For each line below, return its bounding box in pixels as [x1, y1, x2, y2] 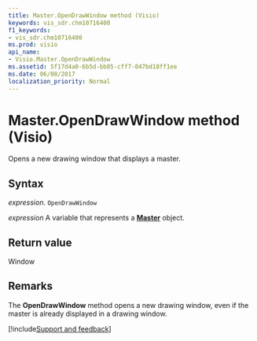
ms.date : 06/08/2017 [8, 70, 76, 78]
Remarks [8, 280, 53, 293]
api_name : [8, 48, 41, 56]
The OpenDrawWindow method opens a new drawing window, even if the [8, 300, 249, 309]
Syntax [8, 176, 44, 190]
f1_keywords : [8, 26, 51, 34]
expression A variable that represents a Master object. [8, 213, 185, 223]
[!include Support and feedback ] [8, 324, 112, 333]
